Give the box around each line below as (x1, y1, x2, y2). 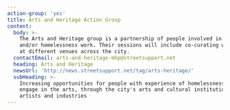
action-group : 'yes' (7, 10, 66, 17)
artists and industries (19, 93, 88, 100)
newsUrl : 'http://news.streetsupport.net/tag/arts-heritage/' (13, 67, 194, 74)
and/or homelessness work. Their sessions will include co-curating (19, 42, 219, 49)
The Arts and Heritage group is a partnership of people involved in (19, 36, 222, 42)
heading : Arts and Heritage (13, 61, 94, 68)
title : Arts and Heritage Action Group (7, 16, 121, 23)
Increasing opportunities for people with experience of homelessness (19, 80, 225, 87)
